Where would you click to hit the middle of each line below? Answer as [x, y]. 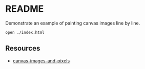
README [25, 9]
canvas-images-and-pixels [41, 61]
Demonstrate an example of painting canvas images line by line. [73, 23]
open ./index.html [25, 32]
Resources [23, 48]
